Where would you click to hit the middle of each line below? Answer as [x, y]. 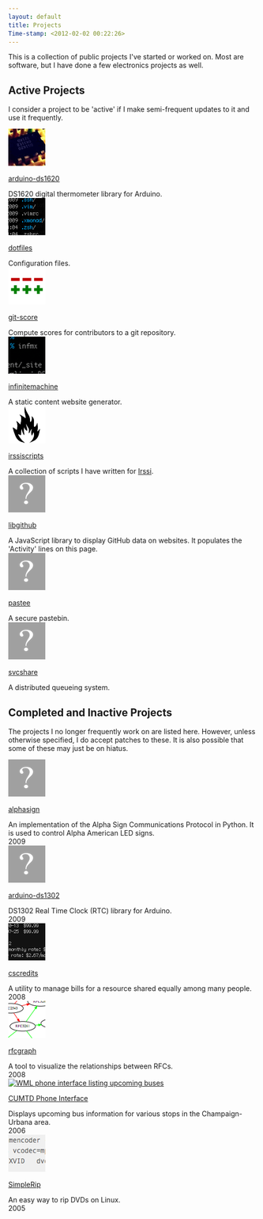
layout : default [35, 17]
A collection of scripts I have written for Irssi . [81, 471]
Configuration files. [39, 263]
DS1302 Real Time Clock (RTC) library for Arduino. [90, 910]
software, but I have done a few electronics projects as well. [106, 65]
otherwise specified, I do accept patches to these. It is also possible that [126, 740]
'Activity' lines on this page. [53, 549]
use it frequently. [36, 118]
